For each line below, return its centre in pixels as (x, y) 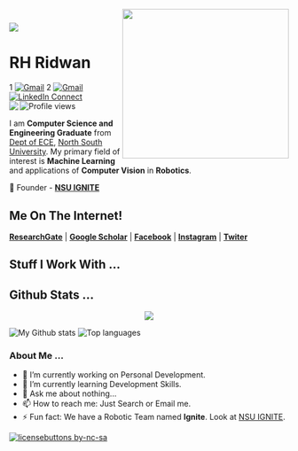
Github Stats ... (52, 295)
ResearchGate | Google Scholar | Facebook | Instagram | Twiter (129, 237)
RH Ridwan (50, 63)
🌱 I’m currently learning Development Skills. (102, 385)
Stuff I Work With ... (65, 264)
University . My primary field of (65, 152)
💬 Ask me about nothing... (69, 393)
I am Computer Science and (61, 123)
